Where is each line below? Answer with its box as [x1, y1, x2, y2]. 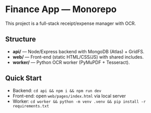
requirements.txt [12, 103, 49, 108]
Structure [5, 35, 36, 44]
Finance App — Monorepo [5, 4, 117, 15]
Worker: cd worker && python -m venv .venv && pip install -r [12, 98, 146, 104]
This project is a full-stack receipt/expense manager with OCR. [5, 20, 136, 26]
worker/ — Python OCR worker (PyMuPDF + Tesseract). [12, 59, 130, 65]
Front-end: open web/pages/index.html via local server [12, 93, 126, 99]
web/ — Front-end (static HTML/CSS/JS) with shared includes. [12, 54, 144, 60]
